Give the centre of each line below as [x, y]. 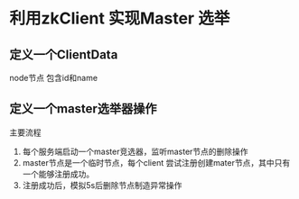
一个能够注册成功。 [58, 174]
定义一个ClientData [64, 54]
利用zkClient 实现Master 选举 [120, 18]
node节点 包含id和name [53, 78]
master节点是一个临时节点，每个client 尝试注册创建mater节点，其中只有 [156, 162]
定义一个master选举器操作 [83, 109]
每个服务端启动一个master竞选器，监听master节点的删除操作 [135, 151]
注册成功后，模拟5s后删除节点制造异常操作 [102, 185]
